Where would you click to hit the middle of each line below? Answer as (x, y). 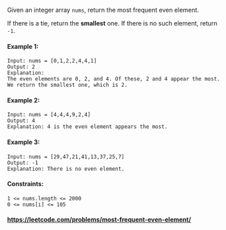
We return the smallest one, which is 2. (68, 85)
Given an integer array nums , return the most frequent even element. (103, 10)
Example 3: (23, 142)
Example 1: (23, 46)
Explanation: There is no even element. (66, 169)
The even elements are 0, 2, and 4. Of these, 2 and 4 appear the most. (114, 79)
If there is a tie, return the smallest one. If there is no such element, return (112, 23)
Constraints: (25, 184)
